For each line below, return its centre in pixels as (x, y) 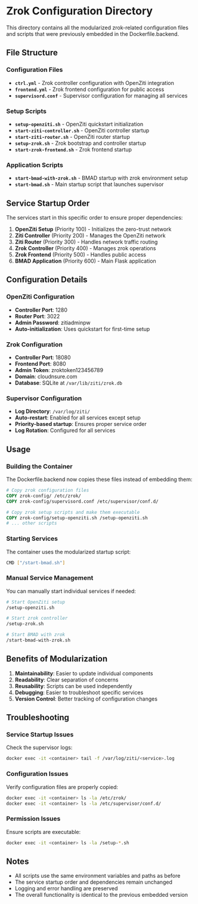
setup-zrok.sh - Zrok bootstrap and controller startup (80, 143)
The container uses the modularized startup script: (69, 552)
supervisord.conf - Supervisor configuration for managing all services (101, 95)
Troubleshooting (38, 718)
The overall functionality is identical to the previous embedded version (101, 895)
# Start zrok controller (37, 618)
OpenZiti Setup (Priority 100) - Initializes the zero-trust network (93, 229)
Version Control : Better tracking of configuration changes (86, 699)
